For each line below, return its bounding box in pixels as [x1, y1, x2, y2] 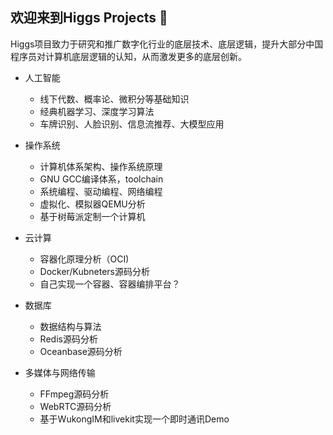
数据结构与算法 [39, 320, 102, 332]
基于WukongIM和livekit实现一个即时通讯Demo [39, 413, 230, 425]
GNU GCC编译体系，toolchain [39, 173, 164, 185]
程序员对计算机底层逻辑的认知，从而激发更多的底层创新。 [10, 50, 247, 62]
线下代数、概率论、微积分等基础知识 [39, 93, 190, 105]
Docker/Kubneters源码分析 [39, 265, 150, 277]
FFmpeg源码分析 [39, 388, 110, 400]
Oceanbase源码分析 [39, 345, 123, 357]
